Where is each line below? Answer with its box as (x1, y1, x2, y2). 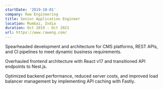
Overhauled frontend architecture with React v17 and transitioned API (5, 59, 146, 64)
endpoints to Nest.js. (5, 63, 47, 69)
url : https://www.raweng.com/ (5, 30, 67, 35)
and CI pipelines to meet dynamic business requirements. (5, 49, 122, 55)
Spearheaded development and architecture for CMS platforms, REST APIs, (5, 44, 159, 49)
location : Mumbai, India (5, 21, 56, 26)
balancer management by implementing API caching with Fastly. (5, 78, 135, 84)
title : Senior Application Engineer (5, 16, 80, 21)
